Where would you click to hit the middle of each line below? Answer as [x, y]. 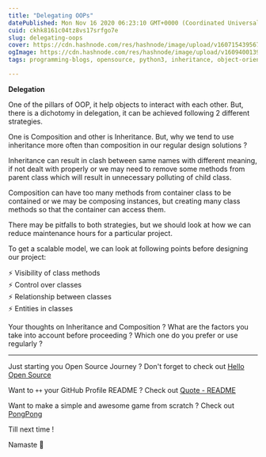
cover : [19, 45]
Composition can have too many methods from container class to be [120, 192]
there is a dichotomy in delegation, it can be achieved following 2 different [129, 112]
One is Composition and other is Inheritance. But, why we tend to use [121, 136]
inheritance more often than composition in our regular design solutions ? [128, 145]
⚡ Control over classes [45, 284]
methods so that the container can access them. [87, 209]
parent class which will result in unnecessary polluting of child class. [120, 177]
